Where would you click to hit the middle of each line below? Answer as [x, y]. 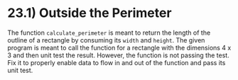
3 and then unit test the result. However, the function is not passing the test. [118, 55]
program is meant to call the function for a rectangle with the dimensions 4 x [119, 47]
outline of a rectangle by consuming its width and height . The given [106, 40]
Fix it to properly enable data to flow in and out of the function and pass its [117, 62]
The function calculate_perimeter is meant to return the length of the [109, 33]
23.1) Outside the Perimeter [90, 13]
